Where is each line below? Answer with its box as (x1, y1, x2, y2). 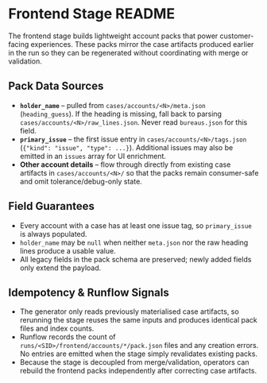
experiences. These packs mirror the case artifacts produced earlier (30, 39, 254, 48)
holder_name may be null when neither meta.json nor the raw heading (19, 238, 249, 247)
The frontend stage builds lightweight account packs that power (8, 31, 219, 41)
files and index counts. (19, 323, 95, 334)
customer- (219, 31, 254, 41)
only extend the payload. (19, 263, 102, 273)
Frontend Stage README (8, 5, 176, 23)
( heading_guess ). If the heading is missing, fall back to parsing (19, 109, 222, 118)
